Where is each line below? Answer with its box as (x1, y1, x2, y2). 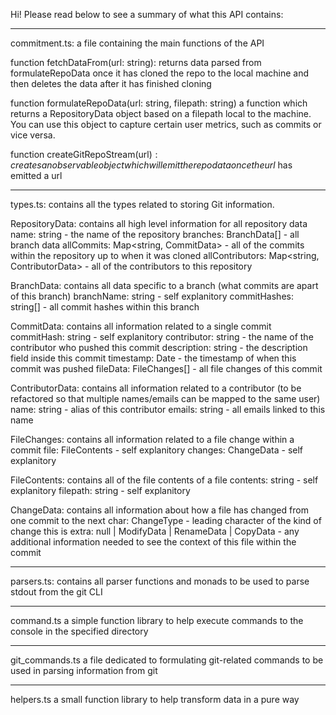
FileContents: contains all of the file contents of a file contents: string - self (10, 474, 319, 486)
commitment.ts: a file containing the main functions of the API (10, 37, 265, 49)
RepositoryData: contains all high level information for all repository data (10, 218, 308, 229)
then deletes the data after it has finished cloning (10, 78, 212, 89)
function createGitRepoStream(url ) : (10, 149, 158, 160)
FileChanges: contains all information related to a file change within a (10, 434, 295, 445)
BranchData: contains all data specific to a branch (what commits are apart (10, 280, 319, 291)
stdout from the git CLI (10, 586, 103, 598)
